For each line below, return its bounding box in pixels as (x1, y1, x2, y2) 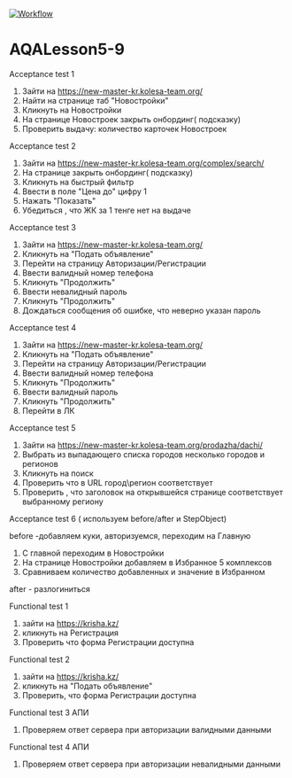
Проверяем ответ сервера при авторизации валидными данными (21, 724, 272, 735)
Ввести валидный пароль (21, 386, 119, 397)
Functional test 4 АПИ (9, 741, 90, 752)
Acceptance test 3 (9, 222, 77, 232)
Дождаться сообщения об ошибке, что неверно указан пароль (21, 305, 261, 315)
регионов (21, 458, 59, 469)
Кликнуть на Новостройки (21, 105, 122, 115)
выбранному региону (21, 496, 104, 507)
